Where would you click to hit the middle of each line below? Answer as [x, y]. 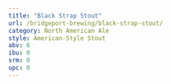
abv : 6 [19, 46]
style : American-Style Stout [57, 38]
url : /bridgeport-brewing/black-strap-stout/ [85, 23]
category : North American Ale [59, 30]
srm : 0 [19, 61]
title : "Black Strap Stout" [55, 16]
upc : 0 [19, 68]
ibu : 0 [19, 53]
